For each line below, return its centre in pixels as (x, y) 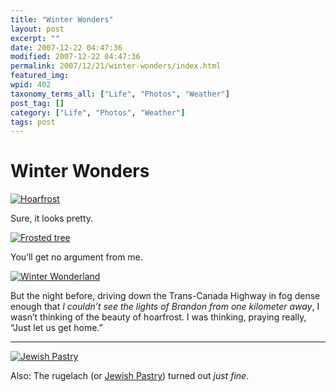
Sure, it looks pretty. (52, 218)
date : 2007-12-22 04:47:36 (66, 47)
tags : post (33, 122)
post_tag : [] (37, 103)
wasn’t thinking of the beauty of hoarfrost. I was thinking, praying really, (158, 317)
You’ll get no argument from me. (76, 257)
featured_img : (40, 76)
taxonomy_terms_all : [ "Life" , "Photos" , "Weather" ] (120, 94)
